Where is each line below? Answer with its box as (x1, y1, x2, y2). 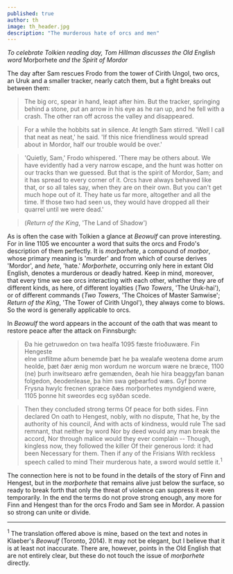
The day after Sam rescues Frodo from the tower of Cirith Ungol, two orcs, (7, 69, 220, 78)
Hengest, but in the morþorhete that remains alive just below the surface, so (7, 478, 225, 487)
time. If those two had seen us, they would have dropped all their (24, 198, 210, 207)
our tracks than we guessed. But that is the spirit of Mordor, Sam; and (24, 168, 223, 177)
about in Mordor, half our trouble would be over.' (24, 140, 163, 149)
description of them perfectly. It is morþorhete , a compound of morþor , (7, 247, 211, 255)
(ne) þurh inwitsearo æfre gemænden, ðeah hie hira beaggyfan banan (24, 369, 224, 378)
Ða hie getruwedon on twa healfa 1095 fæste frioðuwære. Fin (24, 340, 200, 349)
